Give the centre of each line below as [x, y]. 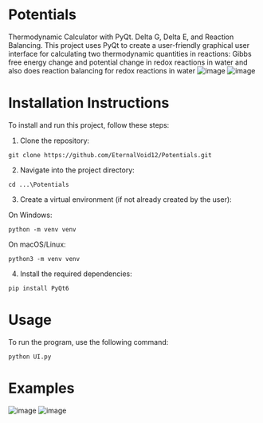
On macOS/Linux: [37, 244]
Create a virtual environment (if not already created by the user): [126, 199]
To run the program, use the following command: [88, 342]
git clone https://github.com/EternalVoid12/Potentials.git [110, 155]
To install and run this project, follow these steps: [89, 125]
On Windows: [30, 215]
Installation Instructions [89, 103]
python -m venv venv [43, 229]
